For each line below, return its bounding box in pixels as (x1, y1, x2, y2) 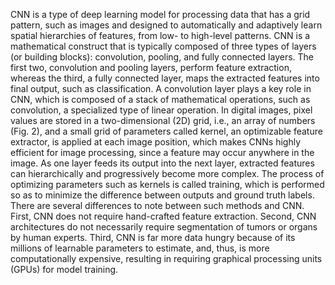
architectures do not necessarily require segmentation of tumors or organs (10, 221, 318, 233)
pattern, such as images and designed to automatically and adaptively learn (10, 19, 323, 31)
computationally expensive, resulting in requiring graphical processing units (10, 253, 323, 264)
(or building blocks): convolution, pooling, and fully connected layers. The (10, 51, 315, 63)
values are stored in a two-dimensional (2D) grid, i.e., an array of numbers (10, 115, 316, 126)
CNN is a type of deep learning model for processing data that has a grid (10, 9, 311, 20)
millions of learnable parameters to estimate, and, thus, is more (10, 242, 270, 254)
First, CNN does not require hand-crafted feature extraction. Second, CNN (10, 210, 317, 222)
